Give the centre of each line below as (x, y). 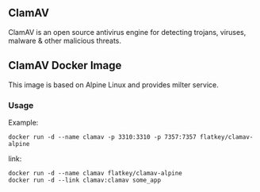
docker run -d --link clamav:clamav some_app (84, 180)
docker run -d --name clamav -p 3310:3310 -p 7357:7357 (102, 137)
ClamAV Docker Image (65, 65)
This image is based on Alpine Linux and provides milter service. (114, 84)
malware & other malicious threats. (65, 40)
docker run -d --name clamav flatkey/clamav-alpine (95, 173)
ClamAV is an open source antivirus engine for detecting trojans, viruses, (127, 32)
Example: (23, 122)
